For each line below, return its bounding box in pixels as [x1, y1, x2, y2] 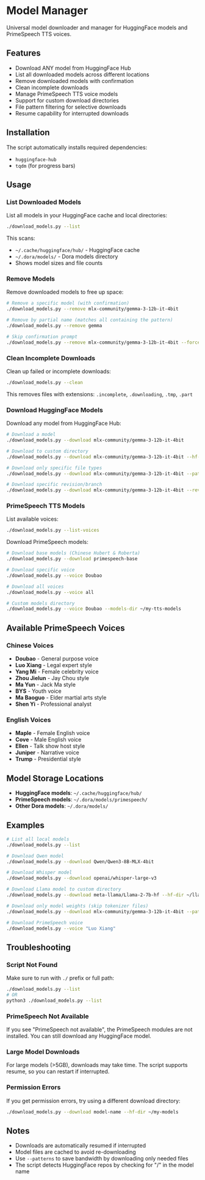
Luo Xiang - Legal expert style [15, 662, 93, 668]
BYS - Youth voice [15, 687, 62, 695]
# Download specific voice [6, 567, 75, 573]
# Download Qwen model [6, 853, 64, 859]
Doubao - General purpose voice [15, 655, 99, 662]
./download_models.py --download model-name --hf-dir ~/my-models [6, 1109, 179, 1115]
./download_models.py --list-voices [6, 527, 99, 534]
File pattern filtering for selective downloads [15, 103, 127, 110]
